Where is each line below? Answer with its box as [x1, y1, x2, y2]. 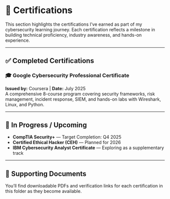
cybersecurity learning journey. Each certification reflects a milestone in [5, 26, 155, 32]
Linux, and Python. [5, 101, 45, 107]
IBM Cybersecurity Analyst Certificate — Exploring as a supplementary [12, 145, 164, 151]
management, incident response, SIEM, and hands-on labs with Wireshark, [5, 96, 161, 102]
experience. [5, 37, 30, 43]
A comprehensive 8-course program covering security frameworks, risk [5, 91, 155, 97]
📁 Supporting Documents [5, 169, 87, 178]
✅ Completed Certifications [5, 56, 95, 65]
